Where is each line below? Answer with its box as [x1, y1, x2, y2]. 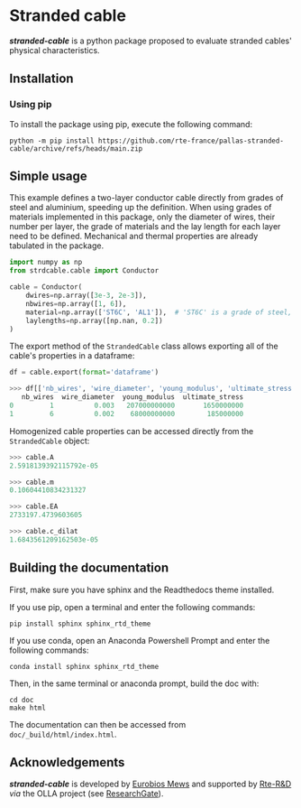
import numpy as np [9, 258, 83, 267]
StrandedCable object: [9, 435, 90, 446]
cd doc [9, 695, 34, 704]
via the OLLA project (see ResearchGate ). [9, 788, 164, 799]
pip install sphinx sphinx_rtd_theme [9, 619, 151, 628]
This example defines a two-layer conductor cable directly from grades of [9, 192, 284, 203]
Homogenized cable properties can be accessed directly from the [9, 425, 254, 436]
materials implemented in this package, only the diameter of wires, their [9, 211, 276, 222]
